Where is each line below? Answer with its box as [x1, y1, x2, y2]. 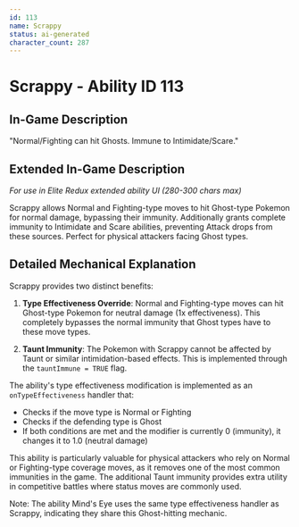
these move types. [21, 326, 91, 337]
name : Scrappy [9, 21, 62, 30]
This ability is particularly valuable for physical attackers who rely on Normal [9, 452, 290, 463]
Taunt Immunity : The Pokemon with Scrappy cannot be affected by [21, 343, 272, 354]
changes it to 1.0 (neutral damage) [21, 435, 149, 446]
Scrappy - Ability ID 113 [9, 77, 185, 96]
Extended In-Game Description [9, 162, 186, 177]
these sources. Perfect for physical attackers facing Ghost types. [9, 231, 249, 242]
